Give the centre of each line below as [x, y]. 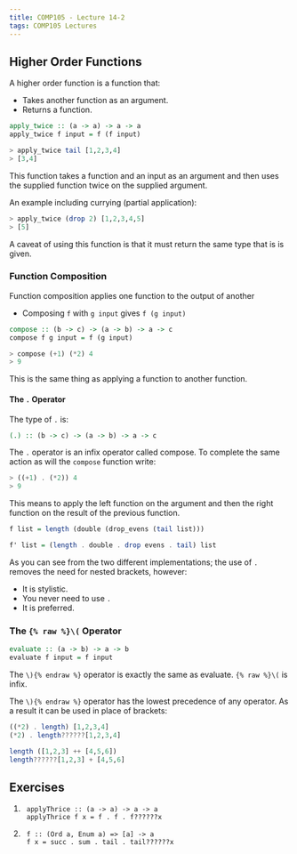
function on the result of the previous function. [95, 513]
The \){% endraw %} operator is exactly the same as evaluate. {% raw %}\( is [148, 674]
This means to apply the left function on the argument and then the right [141, 504]
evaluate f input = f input [61, 658]
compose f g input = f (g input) [71, 338]
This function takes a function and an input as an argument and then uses [144, 175]
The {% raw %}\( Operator [65, 631]
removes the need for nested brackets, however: [98, 571]
